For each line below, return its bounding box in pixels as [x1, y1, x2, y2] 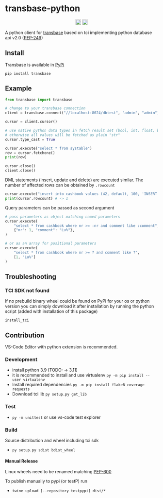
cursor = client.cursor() [5, 120, 57, 124]
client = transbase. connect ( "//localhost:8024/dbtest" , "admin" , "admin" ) [5, 110, 160, 116]
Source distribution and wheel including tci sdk [5, 437, 99, 443]
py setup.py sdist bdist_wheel [12, 447, 76, 452]
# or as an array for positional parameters [5, 241, 97, 246]
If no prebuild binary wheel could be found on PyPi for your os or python [5, 298, 150, 304]
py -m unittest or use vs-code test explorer [12, 414, 101, 420]
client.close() [5, 168, 36, 173]
